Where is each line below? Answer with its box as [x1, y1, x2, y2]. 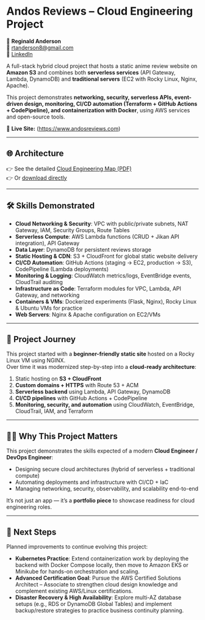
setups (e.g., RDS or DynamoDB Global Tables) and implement [15, 600, 172, 607]
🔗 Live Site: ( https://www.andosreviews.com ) [6, 125, 121, 132]
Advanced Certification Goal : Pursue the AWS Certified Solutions [15, 574, 181, 582]
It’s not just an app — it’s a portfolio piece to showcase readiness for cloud [6, 497, 195, 505]
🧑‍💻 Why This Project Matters [6, 431, 118, 441]
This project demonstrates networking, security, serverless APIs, [6, 93, 174, 101]
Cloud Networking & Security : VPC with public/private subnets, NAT [15, 220, 189, 227]
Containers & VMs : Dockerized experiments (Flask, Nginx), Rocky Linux [15, 297, 197, 305]
